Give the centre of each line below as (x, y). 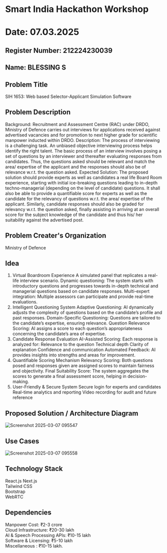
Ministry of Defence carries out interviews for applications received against (83, 129)
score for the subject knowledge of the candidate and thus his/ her (74, 214)
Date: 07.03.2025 (42, 32)
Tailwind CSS (19, 486)
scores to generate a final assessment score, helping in (69, 376)
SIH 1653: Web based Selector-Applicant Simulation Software (68, 96)
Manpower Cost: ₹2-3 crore (34, 524)
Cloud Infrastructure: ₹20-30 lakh (40, 530)
